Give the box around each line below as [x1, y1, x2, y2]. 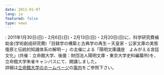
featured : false [5, 16, 38, 21]
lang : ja [5, 12, 23, 16]
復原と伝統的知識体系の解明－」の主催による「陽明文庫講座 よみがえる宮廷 [5, 46, 160, 52]
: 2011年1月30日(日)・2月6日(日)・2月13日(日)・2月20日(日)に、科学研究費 [5, 34, 155, 40]
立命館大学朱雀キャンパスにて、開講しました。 [5, 59, 99, 64]
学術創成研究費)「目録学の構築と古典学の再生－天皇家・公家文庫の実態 [15, 41, 159, 46]
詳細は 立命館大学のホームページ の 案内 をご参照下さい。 [5, 65, 117, 71]
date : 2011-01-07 [5, 7, 41, 12]
